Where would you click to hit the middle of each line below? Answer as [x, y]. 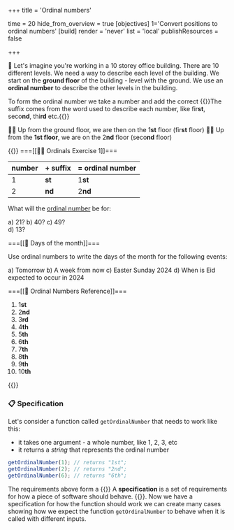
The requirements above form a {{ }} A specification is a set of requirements [118, 489]
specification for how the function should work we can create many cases [115, 503]
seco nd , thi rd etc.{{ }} [39, 116]
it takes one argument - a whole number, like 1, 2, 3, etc [97, 443]
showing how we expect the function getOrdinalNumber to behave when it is [117, 511]
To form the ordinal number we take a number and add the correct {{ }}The [115, 101]
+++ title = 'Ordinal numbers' [50, 10]
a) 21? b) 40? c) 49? [37, 222]
